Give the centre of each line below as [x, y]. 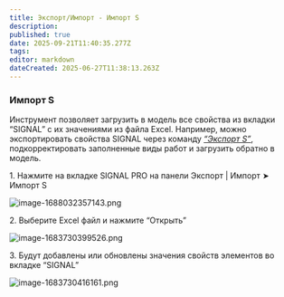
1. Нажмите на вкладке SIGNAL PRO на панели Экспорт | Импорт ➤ [139, 176]
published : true [40, 34]
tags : [19, 52]
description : [34, 26]
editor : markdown [42, 60]
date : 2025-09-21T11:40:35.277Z [70, 43]
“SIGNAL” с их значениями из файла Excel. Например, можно [128, 129]
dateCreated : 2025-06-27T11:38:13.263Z [85, 69]
